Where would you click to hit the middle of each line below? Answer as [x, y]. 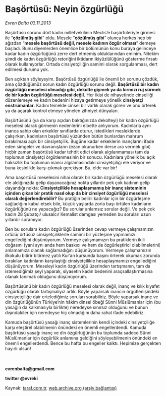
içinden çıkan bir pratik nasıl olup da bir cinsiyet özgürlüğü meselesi [77, 193]
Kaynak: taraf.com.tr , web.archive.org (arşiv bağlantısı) [61, 388]
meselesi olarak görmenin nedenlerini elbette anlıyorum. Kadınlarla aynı [78, 126]
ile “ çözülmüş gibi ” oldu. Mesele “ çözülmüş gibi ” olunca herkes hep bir [79, 38]
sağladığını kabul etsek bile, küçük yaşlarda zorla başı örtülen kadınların [78, 203]
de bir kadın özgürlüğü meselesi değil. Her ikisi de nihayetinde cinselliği [79, 95]
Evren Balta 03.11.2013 [28, 23]
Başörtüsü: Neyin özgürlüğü [64, 9]
